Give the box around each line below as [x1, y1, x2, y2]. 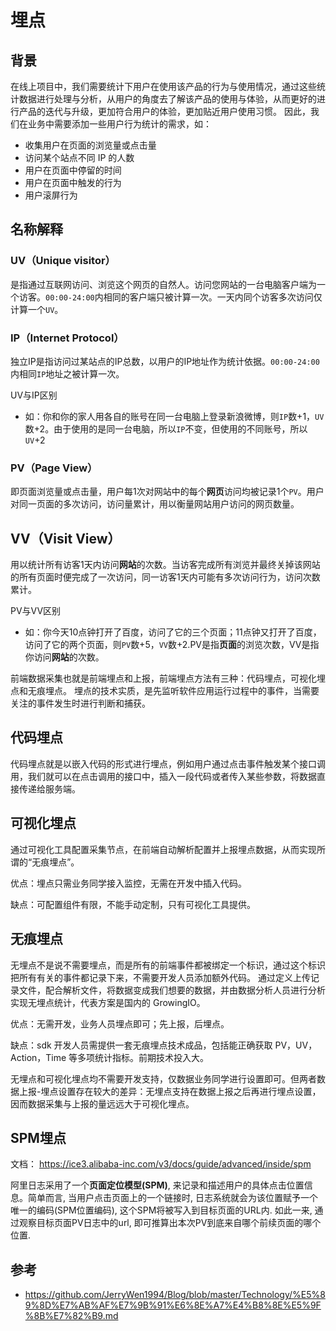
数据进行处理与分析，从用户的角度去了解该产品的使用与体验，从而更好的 [18, 93, 317, 105]
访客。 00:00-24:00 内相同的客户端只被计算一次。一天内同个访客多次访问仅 [18, 291, 323, 303]
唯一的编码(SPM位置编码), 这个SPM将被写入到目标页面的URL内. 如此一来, [10, 1204, 313, 1216]
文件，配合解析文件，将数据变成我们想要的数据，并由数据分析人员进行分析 [18, 984, 326, 996]
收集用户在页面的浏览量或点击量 [24, 139, 157, 151]
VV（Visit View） [10, 530, 122, 547]
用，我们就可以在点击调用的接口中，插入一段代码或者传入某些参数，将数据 [10, 770, 317, 782]
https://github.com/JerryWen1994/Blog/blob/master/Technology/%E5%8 [24, 1289, 326, 1301]
